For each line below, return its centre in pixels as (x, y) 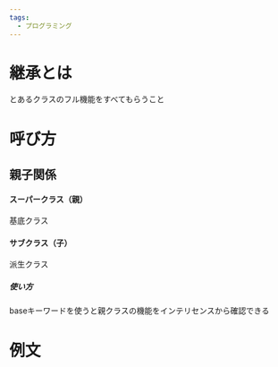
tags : (19, 17)
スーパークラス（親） (48, 199)
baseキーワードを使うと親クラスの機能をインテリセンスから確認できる (139, 311)
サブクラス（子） (41, 243)
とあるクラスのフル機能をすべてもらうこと (87, 99)
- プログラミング (45, 26)
